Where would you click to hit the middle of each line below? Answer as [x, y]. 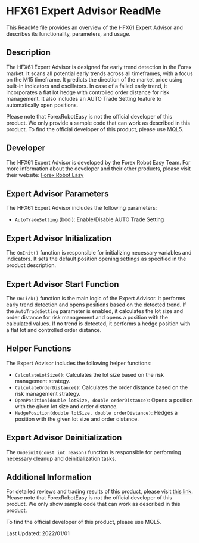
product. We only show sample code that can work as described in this [93, 504]
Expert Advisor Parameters [57, 193]
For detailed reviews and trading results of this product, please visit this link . [100, 491]
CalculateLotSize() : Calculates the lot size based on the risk [89, 374]
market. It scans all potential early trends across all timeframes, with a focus [99, 73]
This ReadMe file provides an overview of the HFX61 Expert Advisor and [95, 27]
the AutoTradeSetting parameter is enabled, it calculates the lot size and [95, 311]
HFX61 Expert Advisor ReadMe [84, 11]
